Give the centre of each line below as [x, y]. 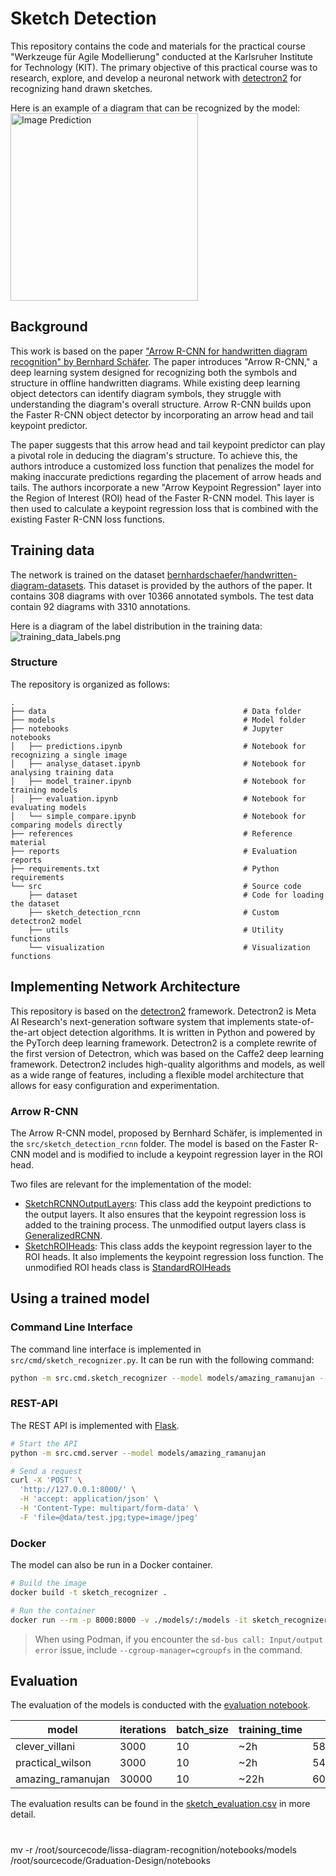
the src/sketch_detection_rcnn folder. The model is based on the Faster [158, 1143]
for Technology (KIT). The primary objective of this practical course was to [164, 67]
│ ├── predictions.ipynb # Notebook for [158, 746]
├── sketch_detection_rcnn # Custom [154, 912]
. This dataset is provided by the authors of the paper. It [198, 585]
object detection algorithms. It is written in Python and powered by [178, 1032]
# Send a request [46, 1471]
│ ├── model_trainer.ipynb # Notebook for [158, 781]
